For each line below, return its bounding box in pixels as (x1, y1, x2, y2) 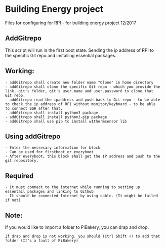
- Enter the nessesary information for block (5, 145, 100, 150)
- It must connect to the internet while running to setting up (5, 185, 140, 190)
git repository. (5, 158, 39, 164)
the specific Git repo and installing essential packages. (5, 52, 117, 58)
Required (5, 171, 34, 180)
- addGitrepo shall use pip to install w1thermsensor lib (5, 119, 127, 124)
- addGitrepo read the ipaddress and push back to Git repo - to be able (5, 97, 161, 102)
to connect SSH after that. (5, 106, 63, 111)
